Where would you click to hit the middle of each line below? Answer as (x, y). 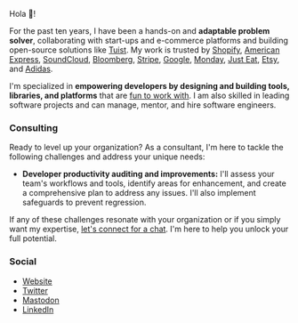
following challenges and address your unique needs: (107, 157)
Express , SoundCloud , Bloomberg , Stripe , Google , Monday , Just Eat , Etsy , (145, 59)
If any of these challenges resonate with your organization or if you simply (145, 220)
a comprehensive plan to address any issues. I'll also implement (139, 193)
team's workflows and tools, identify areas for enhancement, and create (154, 183)
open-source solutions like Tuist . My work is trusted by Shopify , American (145, 50)
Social (23, 262)
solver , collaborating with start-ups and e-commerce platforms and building (149, 40)
